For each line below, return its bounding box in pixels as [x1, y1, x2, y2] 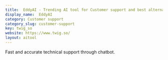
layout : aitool [5, 35, 37, 40]
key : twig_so [5, 26, 32, 31]
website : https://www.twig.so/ [5, 30, 70, 35]
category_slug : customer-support [5, 21, 75, 26]
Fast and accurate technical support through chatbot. [5, 48, 115, 55]
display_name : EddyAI [5, 12, 52, 17]
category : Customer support [5, 16, 64, 21]
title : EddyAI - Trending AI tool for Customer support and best [5, 7, 146, 12]
